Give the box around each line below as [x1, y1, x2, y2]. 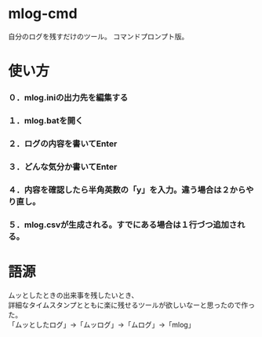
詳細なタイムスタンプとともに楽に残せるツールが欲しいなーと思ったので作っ [8, 300, 256, 310]
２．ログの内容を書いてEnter [8, 138, 118, 149]
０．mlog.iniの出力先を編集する [8, 92, 129, 103]
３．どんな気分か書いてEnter [8, 161, 118, 172]
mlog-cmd [8, 5, 78, 23]
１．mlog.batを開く [8, 115, 84, 126]
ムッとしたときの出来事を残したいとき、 [8, 290, 139, 299]
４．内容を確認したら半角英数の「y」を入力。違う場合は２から [8, 184, 246, 195]
